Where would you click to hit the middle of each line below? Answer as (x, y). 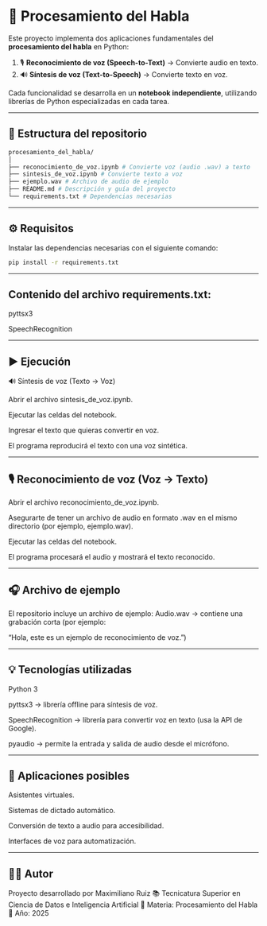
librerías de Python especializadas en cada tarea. (89, 101)
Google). (23, 728)
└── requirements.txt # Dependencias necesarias (90, 196)
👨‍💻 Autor (31, 874)
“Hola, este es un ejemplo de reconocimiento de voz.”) (97, 637)
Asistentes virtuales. (42, 795)
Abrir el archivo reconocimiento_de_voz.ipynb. (84, 502)
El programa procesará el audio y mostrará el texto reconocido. (112, 557)
